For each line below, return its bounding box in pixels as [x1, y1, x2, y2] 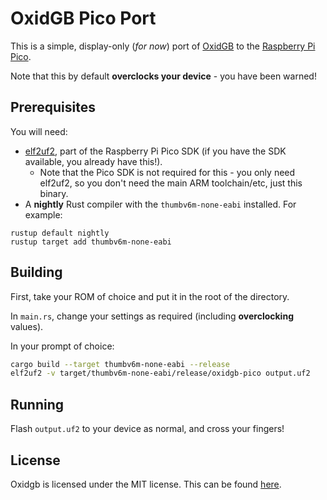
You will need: [10, 125, 68, 137]
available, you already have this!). [24, 155, 163, 167]
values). [10, 320, 44, 332]
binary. [39, 187, 69, 199]
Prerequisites [10, 99, 96, 116]
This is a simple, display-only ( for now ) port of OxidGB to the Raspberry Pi [10, 40, 316, 52]
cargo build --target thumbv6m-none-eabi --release [10, 359, 230, 369]
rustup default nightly [10, 228, 110, 238]
